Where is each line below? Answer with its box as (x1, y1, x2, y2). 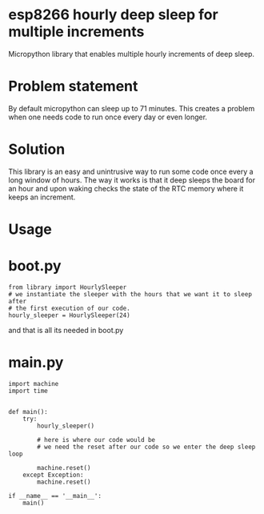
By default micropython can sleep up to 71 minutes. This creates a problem (8, 103, 255, 113)
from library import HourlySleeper (8, 283, 127, 291)
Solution (8, 140, 66, 159)
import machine (8, 379, 59, 388)
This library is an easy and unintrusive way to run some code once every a (8, 167, 254, 176)
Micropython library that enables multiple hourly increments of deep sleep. (8, 49, 254, 58)
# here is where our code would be (37, 436, 156, 444)
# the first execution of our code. (8, 304, 130, 312)
